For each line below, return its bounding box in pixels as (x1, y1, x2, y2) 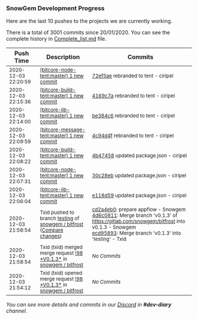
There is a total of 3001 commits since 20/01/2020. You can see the (6, 29, 170, 36)
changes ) (39, 233, 62, 240)
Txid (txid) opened (39, 270, 82, 276)
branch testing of (39, 215, 80, 222)
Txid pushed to (39, 209, 75, 216)
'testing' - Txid (92, 236, 127, 243)
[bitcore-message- (39, 126, 85, 134)
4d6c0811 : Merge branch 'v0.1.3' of (92, 212, 178, 219)
